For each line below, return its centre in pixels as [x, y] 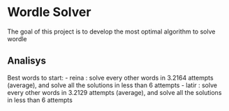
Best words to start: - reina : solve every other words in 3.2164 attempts [111, 77]
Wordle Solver [49, 12]
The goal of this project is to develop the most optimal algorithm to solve [111, 31]
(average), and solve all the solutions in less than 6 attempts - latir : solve [112, 85]
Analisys [27, 61]
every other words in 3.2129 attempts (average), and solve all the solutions [114, 92]
